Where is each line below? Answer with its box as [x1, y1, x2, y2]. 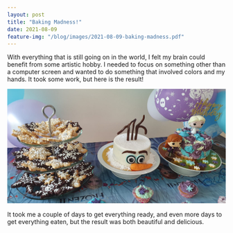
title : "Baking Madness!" [7, 18, 82, 26]
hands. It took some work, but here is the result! [7, 75, 144, 83]
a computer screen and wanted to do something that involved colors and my [7, 68, 225, 76]
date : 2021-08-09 [7, 26, 58, 33]
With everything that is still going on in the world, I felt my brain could [7, 53, 206, 62]
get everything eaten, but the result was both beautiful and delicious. [7, 217, 205, 225]
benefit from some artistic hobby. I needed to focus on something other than [7, 60, 226, 69]
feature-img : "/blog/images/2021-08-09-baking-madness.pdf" [7, 33, 185, 40]
